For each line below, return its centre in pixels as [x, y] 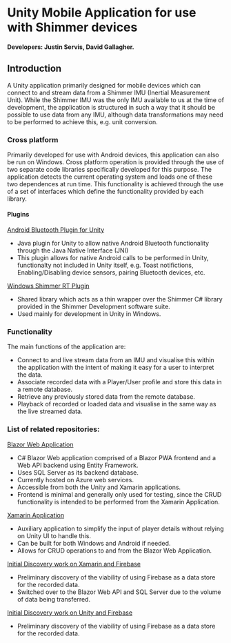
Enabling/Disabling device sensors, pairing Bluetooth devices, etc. [111, 273]
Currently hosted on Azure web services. [76, 479]
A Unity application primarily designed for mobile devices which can [104, 85]
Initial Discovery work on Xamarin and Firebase [74, 564]
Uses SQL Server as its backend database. [78, 472]
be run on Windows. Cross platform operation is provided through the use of [115, 162]
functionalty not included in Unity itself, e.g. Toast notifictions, [105, 265]
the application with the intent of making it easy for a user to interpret [115, 368]
